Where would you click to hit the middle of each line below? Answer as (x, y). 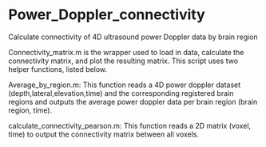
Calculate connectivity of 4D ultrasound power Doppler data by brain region (133, 37)
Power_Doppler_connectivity (107, 15)
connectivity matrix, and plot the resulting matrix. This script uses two (123, 61)
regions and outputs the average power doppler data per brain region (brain (133, 101)
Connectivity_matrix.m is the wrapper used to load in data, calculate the (126, 52)
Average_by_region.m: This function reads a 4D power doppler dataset (125, 85)
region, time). (30, 110)
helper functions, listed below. (58, 69)
